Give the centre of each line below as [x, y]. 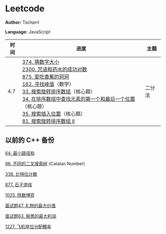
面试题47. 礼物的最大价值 [30, 205]
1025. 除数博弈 [20, 195]
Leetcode [25, 9]
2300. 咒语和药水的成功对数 [55, 69]
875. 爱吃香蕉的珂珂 [45, 77]
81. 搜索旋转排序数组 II [48, 121]
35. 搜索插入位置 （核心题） [54, 114]
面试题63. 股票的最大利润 [31, 216]
